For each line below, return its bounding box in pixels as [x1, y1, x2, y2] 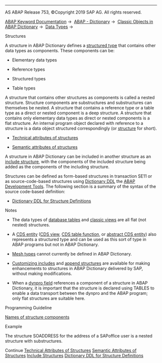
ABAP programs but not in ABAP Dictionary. [12, 242, 99, 247]
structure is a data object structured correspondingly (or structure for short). [5, 125, 157, 131]
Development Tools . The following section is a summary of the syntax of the [5, 183, 156, 189]
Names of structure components [5, 314, 70, 320]
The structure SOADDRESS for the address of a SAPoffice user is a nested [5, 333, 153, 339]
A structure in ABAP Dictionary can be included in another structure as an [5, 153, 151, 159]
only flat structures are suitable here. [12, 296, 85, 301]
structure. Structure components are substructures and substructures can [5, 100, 152, 106]
